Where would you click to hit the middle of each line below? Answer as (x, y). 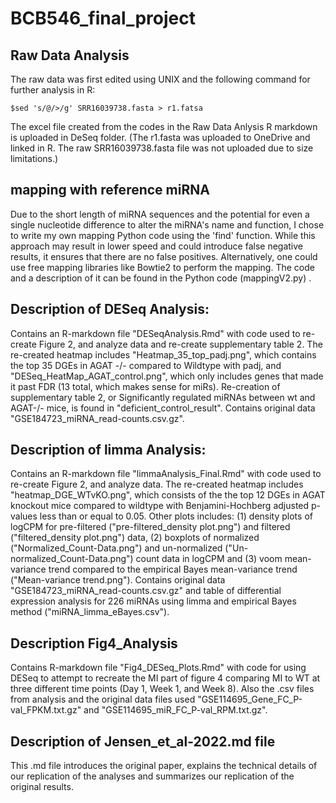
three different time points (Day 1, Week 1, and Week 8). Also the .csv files (162, 689)
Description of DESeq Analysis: (110, 309)
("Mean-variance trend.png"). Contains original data (118, 580)
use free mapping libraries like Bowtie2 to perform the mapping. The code (162, 267)
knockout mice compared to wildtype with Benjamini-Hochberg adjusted (160, 506)
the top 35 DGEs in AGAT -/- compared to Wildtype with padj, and (146, 365)
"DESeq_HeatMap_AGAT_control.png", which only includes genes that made (167, 376)
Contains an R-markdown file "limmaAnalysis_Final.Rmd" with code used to (166, 474)
